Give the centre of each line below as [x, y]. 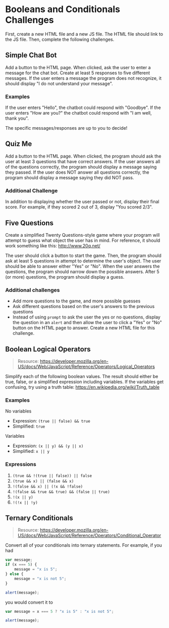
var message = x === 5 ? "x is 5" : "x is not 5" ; [60, 611]
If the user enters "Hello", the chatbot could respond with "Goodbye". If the [83, 108]
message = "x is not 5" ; [40, 579]
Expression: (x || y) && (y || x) [48, 446]
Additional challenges [33, 290]
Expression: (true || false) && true [51, 421]
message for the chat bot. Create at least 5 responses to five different [78, 73]
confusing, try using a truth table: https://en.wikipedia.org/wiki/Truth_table [82, 387]
